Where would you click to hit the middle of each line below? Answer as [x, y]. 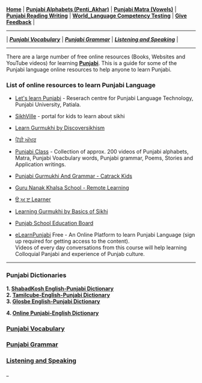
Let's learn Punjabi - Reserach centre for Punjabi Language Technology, [104, 98]
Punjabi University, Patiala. [48, 105]
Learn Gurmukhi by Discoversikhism [60, 128]
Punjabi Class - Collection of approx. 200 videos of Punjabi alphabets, [102, 152]
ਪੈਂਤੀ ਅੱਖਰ [26, 140]
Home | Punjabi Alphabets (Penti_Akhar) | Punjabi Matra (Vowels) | [91, 9]
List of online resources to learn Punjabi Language [81, 85]
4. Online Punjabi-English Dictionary [53, 313]
